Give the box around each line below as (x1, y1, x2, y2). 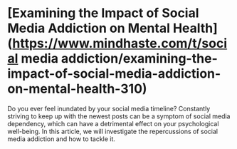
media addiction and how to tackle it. (7, 134, 116, 143)
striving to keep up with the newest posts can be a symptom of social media (7, 112, 231, 120)
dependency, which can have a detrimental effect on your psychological (7, 119, 219, 128)
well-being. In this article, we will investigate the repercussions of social (7, 127, 218, 135)
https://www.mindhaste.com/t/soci (12, 36, 228, 51)
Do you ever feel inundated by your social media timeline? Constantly (7, 104, 211, 113)
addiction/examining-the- (60, 51, 218, 67)
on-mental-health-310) (7, 81, 147, 97)
